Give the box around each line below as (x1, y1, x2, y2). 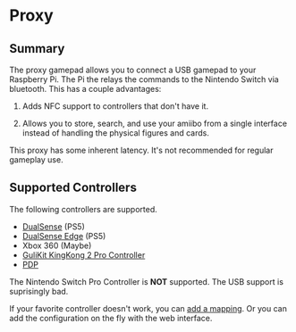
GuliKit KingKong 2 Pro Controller (21, 249, 146, 260)
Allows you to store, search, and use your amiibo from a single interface (21, 118, 288, 129)
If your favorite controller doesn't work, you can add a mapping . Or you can (9, 303, 288, 313)
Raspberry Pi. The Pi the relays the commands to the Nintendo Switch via (9, 74, 279, 85)
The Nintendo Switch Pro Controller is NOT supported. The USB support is (9, 276, 284, 286)
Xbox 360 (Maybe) (21, 240, 92, 251)
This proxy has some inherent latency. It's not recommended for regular (9, 145, 274, 155)
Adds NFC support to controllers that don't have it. (21, 101, 208, 112)
